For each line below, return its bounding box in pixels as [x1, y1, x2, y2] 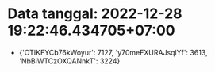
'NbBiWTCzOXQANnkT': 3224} [18, 56, 121, 66]
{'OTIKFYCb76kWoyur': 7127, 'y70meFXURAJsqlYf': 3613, [18, 47, 208, 57]
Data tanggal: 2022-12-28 [7, 5, 182, 23]
